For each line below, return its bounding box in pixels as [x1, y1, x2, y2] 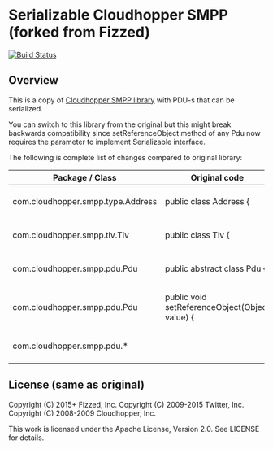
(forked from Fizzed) [8, 23, 150, 41]
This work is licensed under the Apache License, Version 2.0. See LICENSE [8, 424, 260, 434]
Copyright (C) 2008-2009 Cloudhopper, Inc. [8, 408, 157, 418]
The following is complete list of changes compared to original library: [8, 152, 243, 162]
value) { [165, 312, 195, 323]
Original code [190, 172, 245, 183]
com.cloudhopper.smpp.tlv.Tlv [12, 229, 130, 241]
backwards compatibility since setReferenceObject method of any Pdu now [8, 128, 262, 137]
